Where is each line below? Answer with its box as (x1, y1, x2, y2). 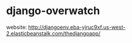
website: (6, 24, 27, 31)
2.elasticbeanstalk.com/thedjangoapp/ (6, 29, 101, 37)
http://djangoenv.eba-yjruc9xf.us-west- (28, 24, 126, 31)
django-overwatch (6, 4, 100, 18)
